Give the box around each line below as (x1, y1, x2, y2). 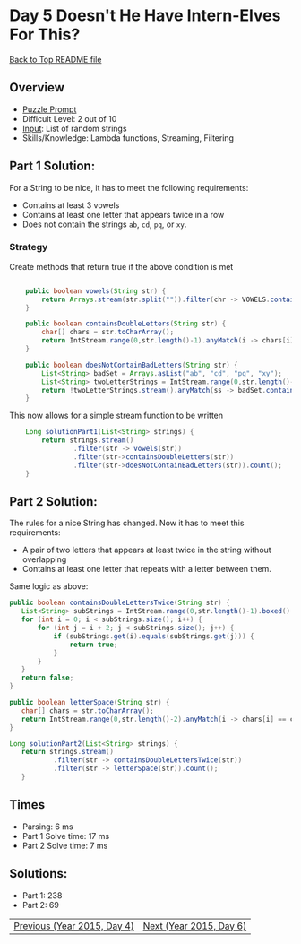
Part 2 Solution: (9, 494, 99, 509)
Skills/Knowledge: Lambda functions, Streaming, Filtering (21, 132, 235, 143)
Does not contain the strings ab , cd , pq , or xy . (21, 219, 187, 230)
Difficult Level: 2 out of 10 (21, 113, 117, 124)
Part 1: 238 (21, 889, 63, 901)
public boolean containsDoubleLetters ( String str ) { (25, 319, 227, 328)
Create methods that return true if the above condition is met (9, 261, 234, 272)
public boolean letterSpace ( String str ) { (9, 698, 170, 707)
